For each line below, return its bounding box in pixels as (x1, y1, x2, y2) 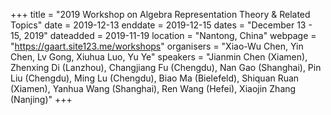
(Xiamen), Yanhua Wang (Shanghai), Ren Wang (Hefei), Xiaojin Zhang (10, 83, 297, 94)
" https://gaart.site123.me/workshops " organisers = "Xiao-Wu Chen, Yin (10, 40, 304, 52)
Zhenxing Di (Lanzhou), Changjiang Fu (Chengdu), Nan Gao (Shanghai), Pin (10, 62, 322, 73)
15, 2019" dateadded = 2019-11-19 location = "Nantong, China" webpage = (10, 30, 317, 41)
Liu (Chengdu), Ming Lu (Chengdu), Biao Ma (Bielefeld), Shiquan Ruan (10, 72, 300, 84)
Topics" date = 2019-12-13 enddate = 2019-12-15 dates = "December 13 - (10, 19, 313, 31)
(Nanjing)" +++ (10, 94, 73, 105)
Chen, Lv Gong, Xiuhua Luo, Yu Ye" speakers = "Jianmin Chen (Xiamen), (10, 51, 308, 63)
